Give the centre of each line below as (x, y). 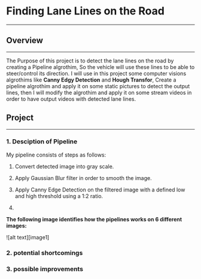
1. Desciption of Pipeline (42, 142)
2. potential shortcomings (45, 253)
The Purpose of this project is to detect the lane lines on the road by (90, 61)
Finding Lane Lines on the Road (85, 11)
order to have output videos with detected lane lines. (71, 99)
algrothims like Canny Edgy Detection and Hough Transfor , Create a (91, 80)
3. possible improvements (45, 269)
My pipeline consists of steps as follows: (56, 155)
